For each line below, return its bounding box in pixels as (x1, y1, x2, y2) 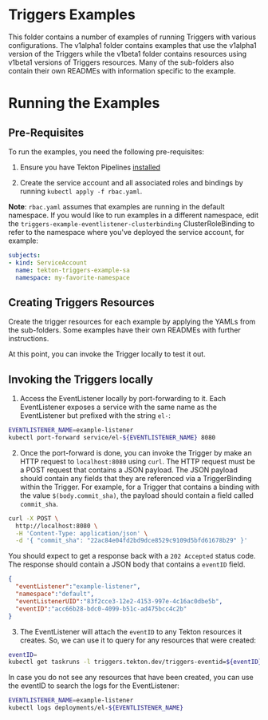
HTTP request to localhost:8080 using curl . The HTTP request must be (19, 456, 255, 466)
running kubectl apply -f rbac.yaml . (19, 186, 143, 196)
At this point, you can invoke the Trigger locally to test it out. (8, 349, 206, 359)
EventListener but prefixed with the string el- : (19, 411, 171, 420)
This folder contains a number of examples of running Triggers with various (8, 32, 257, 42)
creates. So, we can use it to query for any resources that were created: (19, 635, 257, 645)
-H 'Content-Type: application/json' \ (15, 529, 148, 537)
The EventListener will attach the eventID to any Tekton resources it (19, 627, 242, 636)
